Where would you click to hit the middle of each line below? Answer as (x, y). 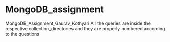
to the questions (22, 34)
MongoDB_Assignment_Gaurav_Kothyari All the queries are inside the (78, 23)
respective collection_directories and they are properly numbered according (85, 28)
